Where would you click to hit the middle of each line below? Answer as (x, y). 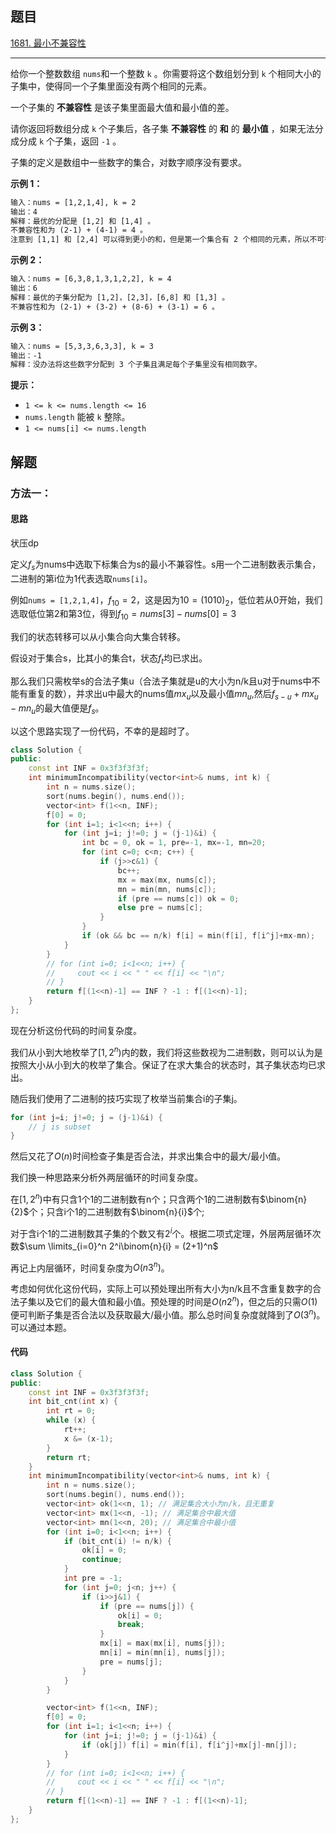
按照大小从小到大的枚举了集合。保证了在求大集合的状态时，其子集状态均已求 (168, 1064)
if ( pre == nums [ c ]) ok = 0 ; (178, 898)
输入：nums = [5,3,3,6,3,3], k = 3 (82, 346)
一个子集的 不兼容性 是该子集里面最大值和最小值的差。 (122, 107)
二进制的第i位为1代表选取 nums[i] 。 (81, 578)
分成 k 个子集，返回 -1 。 (70, 141)
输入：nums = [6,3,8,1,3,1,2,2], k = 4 (91, 279)
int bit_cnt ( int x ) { (73, 1402)
